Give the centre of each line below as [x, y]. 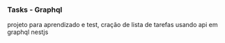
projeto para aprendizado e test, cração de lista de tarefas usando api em [113, 25]
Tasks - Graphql [35, 10]
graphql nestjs [28, 32]
